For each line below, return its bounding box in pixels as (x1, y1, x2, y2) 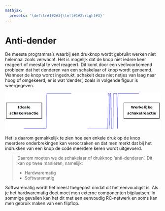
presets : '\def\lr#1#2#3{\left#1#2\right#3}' (9, 13, 105, 18)
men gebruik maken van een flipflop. (5, 200, 80, 207)
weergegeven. (5, 83, 34, 89)
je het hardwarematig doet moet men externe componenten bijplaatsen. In (5, 190, 156, 196)
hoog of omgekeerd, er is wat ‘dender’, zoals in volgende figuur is (5, 77, 138, 83)
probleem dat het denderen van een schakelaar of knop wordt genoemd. (5, 67, 153, 73)
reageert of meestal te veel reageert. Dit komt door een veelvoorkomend (5, 62, 153, 68)
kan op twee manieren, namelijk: (17, 160, 83, 166)
